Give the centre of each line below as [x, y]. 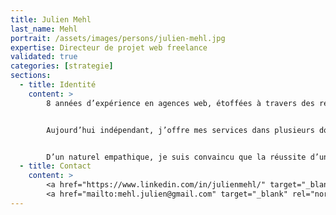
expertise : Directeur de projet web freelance [109, 47]
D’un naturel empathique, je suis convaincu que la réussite [176, 157]
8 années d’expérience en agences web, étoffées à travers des [180, 103]
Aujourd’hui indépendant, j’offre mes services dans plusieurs [180, 130]
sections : [31, 76]
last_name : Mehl [44, 29]
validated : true [44, 57]
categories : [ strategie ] [62, 66]
